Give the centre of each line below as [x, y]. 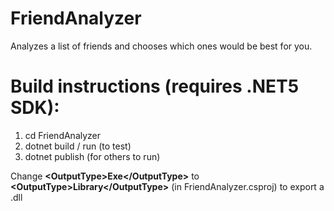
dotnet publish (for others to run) [92, 156]
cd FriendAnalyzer [63, 135]
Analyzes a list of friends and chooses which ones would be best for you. [161, 46]
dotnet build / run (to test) [78, 146]
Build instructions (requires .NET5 [155, 86]
